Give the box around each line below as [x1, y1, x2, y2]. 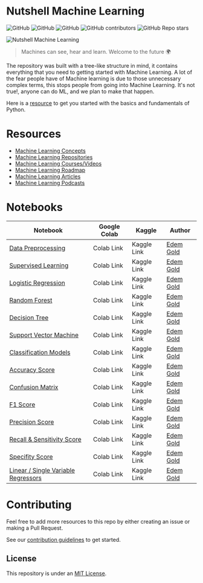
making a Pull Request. [6, 524, 63, 532]
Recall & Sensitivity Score [9, 435, 82, 443]
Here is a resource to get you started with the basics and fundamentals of [6, 99, 190, 106]
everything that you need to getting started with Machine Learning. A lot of [6, 68, 192, 76]
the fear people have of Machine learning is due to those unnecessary [6, 74, 181, 82]
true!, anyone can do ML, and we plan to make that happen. [6, 88, 155, 95]
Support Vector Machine [9, 331, 79, 339]
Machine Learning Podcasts [14, 179, 85, 186]
